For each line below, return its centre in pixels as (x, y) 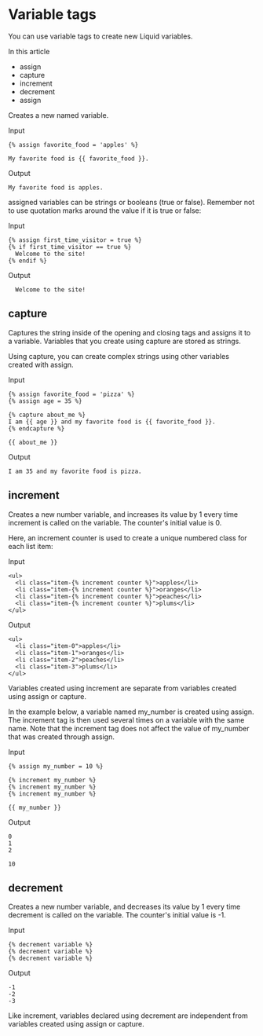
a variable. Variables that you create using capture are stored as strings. (124, 341)
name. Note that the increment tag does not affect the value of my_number (129, 728)
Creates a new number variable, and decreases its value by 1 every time (124, 907)
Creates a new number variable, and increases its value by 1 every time (123, 514)
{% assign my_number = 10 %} (56, 766)
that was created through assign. (62, 737)
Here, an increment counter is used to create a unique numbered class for (128, 538)
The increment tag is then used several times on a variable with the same (126, 719)
